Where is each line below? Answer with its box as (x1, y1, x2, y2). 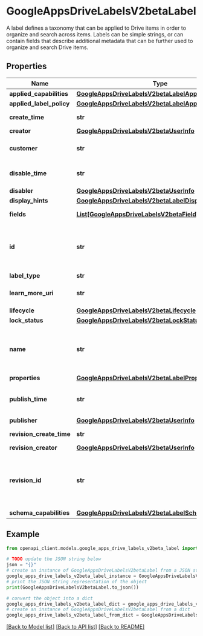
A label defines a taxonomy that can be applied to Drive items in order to (6, 24, 186, 32)
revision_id (9, 476, 42, 484)
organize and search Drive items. (6, 44, 89, 51)
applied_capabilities (9, 89, 68, 98)
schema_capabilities (9, 508, 70, 517)
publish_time (9, 395, 47, 403)
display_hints (9, 196, 48, 204)
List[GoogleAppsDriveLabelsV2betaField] (76, 210, 199, 218)
